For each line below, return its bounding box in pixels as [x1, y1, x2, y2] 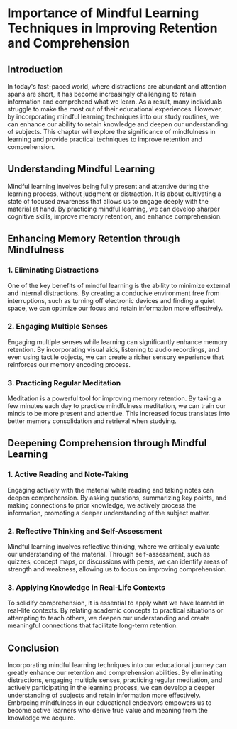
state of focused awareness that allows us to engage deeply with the [7, 197, 209, 205]
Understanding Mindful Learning [7, 163, 155, 175]
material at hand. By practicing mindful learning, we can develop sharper [7, 204, 220, 213]
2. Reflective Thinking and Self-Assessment [7, 526, 162, 536]
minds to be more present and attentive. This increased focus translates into [7, 410, 231, 418]
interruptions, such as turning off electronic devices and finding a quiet [7, 296, 215, 305]
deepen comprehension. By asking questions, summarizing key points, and [7, 493, 227, 502]
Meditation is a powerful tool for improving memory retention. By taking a [7, 394, 221, 402]
